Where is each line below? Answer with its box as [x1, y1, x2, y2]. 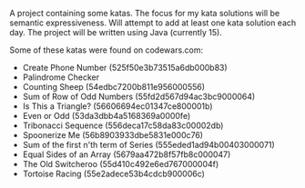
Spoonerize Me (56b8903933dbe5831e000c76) [22, 130, 203, 140]
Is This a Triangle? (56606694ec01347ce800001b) [22, 101, 213, 112]
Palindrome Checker [22, 72, 100, 83]
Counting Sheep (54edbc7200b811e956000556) [22, 82, 206, 92]
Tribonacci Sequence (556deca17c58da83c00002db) [22, 120, 224, 131]
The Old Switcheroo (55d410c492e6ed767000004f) [22, 159, 219, 169]
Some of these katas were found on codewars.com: [9, 45, 204, 55]
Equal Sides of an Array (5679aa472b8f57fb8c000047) [22, 149, 231, 160]
